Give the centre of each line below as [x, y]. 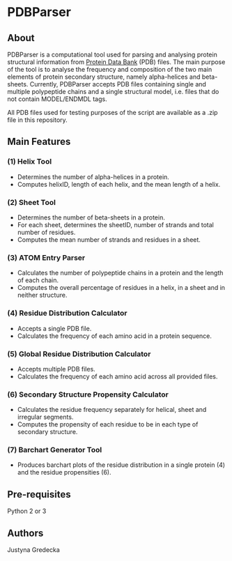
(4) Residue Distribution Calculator [67, 313]
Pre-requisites [39, 494]
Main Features [39, 142]
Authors [25, 533]
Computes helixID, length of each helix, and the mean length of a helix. [119, 184]
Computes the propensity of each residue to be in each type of [108, 424]
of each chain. [38, 280]
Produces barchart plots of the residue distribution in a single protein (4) [121, 465]
